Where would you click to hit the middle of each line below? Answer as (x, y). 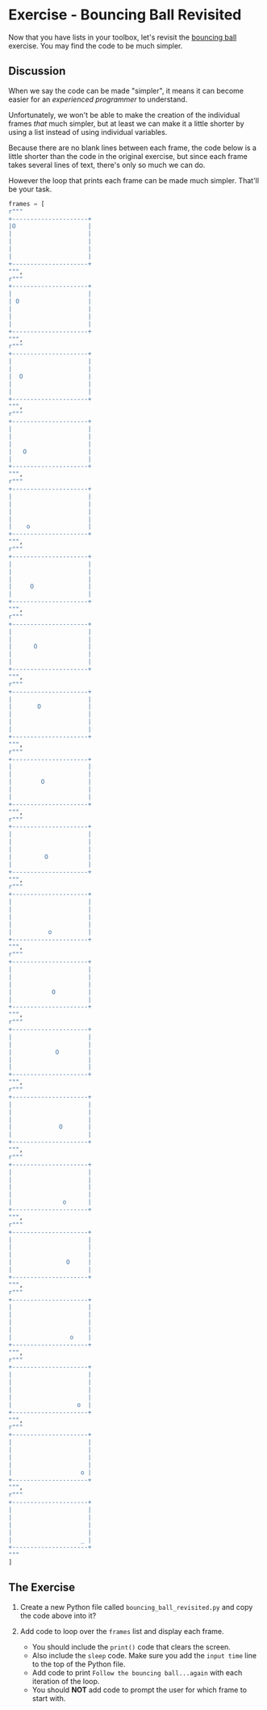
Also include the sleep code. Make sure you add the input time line (144, 1655)
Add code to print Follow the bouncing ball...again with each (137, 1672)
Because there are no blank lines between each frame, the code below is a (132, 148)
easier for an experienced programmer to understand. (98, 99)
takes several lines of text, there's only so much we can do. (107, 165)
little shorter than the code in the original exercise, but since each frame (128, 156)
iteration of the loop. (66, 1681)
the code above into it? (58, 1616)
